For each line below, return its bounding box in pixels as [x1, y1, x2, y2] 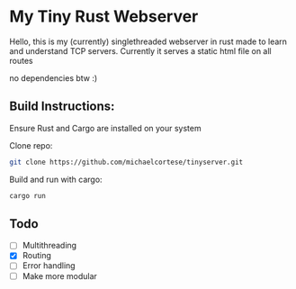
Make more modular [22, 270, 97, 281]
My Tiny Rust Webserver [9, 6, 199, 27]
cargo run [9, 191, 47, 200]
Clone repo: [9, 140, 53, 150]
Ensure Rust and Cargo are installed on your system [9, 122, 202, 133]
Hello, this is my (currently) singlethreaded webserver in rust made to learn [9, 36, 288, 47]
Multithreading [22, 240, 77, 251]
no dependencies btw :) [9, 72, 98, 83]
